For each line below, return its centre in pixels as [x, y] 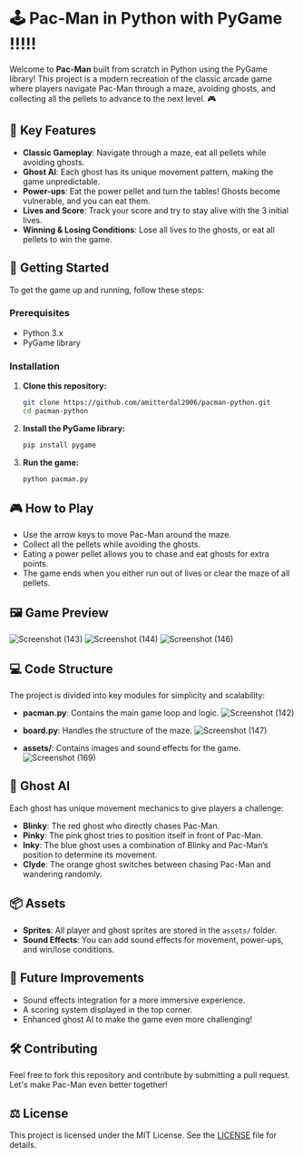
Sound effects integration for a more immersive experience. [134, 1000]
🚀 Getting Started [59, 268]
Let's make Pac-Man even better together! [88, 1085]
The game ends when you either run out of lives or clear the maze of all [156, 573]
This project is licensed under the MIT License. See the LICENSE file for [143, 1135]
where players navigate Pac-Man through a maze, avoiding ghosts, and [143, 88]
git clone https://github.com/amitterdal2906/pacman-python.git [147, 403]
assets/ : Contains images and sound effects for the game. [132, 748]
